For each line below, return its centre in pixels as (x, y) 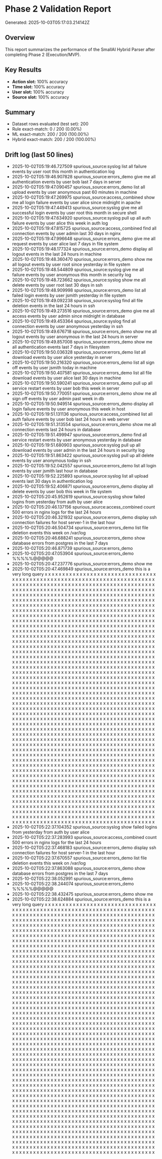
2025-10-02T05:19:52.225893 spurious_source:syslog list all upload (80, 476)
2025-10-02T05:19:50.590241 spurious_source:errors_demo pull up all (82, 383)
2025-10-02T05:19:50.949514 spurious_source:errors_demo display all (83, 404)
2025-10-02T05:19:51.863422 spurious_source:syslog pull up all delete (83, 456)
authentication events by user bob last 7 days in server (67, 182)
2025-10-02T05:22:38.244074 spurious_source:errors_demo (73, 884)
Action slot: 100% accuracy (40, 82)
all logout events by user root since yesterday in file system (71, 264)
